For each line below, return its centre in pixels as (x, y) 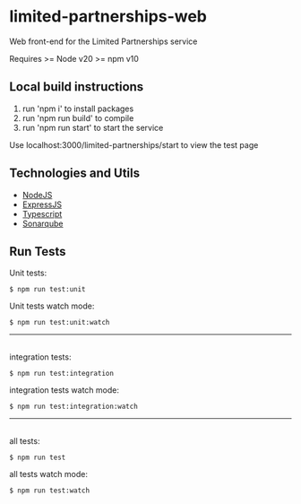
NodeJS (37, 195)
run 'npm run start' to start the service (93, 127)
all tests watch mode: (48, 474)
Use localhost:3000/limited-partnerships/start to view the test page (134, 144)
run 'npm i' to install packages (78, 109)
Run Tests (38, 252)
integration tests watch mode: (64, 390)
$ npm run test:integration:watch (74, 407)
